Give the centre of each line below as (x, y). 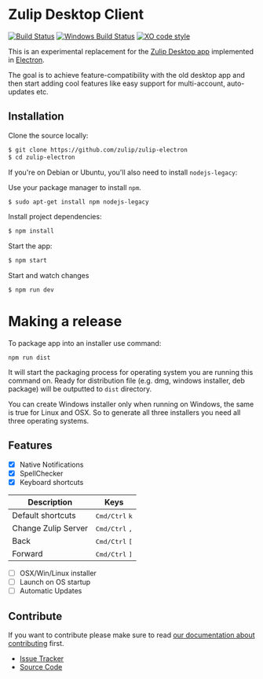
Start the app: (30, 246)
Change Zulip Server (50, 528)
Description (50, 502)
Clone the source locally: (48, 135)
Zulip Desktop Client (76, 15)
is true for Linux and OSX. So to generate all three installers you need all (124, 412)
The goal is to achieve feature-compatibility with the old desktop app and (127, 75)
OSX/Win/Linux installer (58, 573)
